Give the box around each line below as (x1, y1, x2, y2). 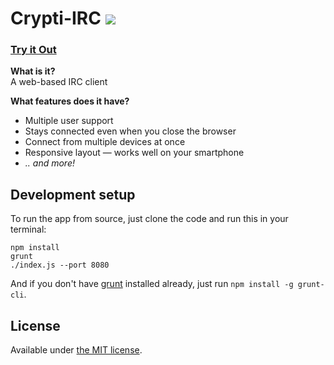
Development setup (10, 186, 136, 203)
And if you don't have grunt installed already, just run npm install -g (10, 278, 294, 290)
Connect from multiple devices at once (24, 136, 186, 148)
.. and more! (24, 157, 75, 169)
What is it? (10, 65, 56, 77)
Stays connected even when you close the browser (24, 125, 237, 137)
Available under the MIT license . (10, 344, 143, 356)
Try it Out (10, 43, 57, 57)
